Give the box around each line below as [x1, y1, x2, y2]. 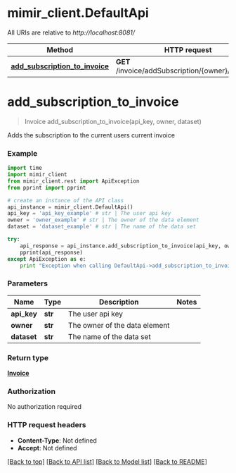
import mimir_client [7, 171, 68, 178]
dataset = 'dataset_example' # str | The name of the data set [7, 223, 197, 231]
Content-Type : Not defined [17, 436, 97, 445]
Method [46, 44, 74, 54]
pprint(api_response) [20, 249, 83, 256]
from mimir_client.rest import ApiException [7, 178, 140, 185]
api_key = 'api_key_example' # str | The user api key [7, 210, 171, 217]
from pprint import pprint [7, 184, 86, 191]
